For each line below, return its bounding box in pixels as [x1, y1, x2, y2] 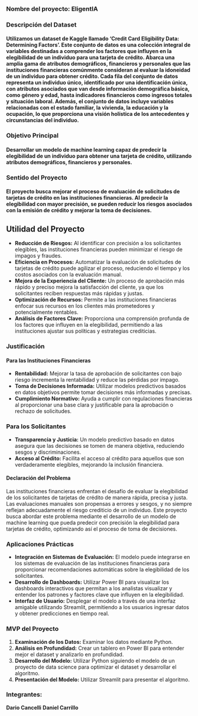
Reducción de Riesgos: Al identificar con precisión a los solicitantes [14, 240, 181, 247]
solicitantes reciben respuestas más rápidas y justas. [14, 290, 144, 297]
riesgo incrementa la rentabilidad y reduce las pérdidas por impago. [14, 376, 180, 383]
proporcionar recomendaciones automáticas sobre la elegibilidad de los [14, 566, 190, 573]
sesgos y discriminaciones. [14, 448, 82, 455]
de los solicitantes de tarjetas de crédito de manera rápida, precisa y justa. [6, 494, 188, 501]
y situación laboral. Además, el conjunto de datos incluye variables [6, 98, 174, 105]
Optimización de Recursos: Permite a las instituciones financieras [14, 296, 177, 303]
